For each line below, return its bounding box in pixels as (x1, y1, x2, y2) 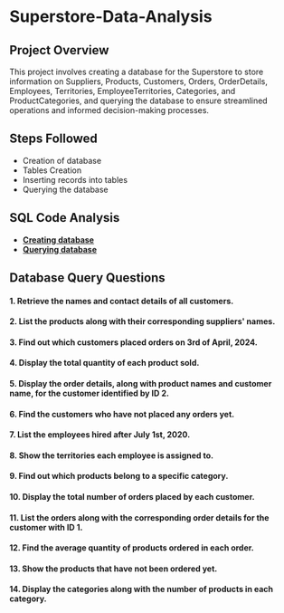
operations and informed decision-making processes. (9, 105, 210, 115)
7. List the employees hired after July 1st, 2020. (9, 429, 191, 440)
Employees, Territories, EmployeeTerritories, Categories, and (9, 86, 236, 96)
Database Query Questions (9, 270, 166, 286)
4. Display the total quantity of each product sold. (9, 358, 200, 369)
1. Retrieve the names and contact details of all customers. (9, 295, 234, 306)
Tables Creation (22, 165, 82, 176)
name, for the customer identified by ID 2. (9, 388, 170, 398)
